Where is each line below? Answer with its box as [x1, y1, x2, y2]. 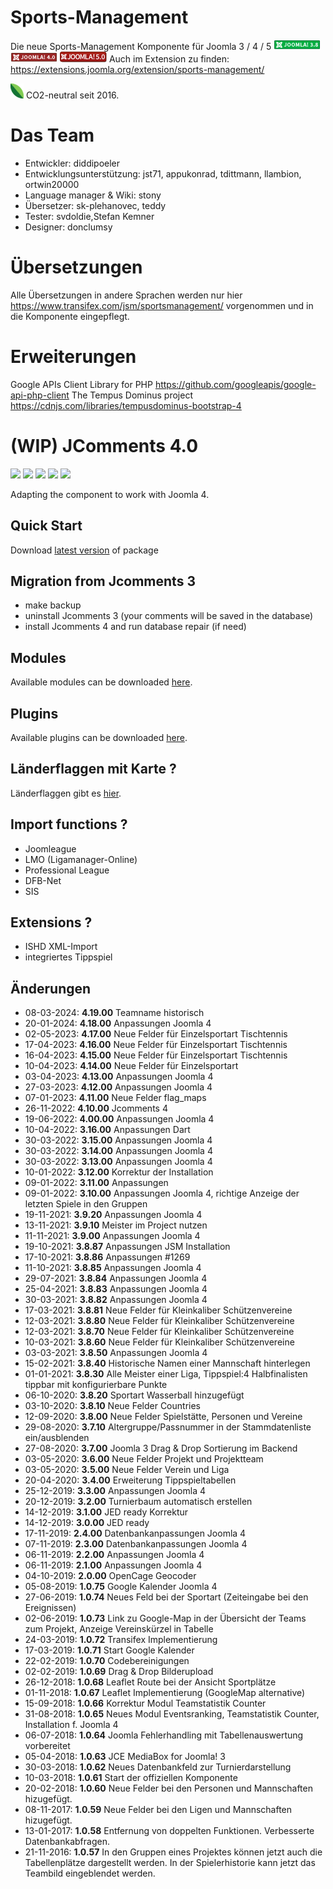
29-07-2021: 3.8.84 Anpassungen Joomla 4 [24, 1272, 208, 1285]
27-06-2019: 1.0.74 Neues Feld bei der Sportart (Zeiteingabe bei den [24, 1591, 309, 1603]
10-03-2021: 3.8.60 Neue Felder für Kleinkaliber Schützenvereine [24, 1336, 295, 1348]
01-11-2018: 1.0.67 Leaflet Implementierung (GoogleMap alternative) [24, 1687, 306, 1699]
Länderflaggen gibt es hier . [10, 787, 122, 799]
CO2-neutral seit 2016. [25, 89, 120, 101]
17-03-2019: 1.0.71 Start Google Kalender [24, 1644, 195, 1656]
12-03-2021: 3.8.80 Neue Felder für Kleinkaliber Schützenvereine [24, 1315, 295, 1327]
